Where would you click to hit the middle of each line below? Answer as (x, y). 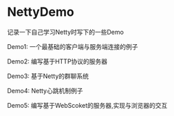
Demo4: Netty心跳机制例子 (45, 90)
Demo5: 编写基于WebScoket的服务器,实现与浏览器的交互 (87, 105)
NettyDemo (41, 12)
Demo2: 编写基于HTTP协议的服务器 (57, 61)
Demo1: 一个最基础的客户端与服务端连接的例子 (73, 46)
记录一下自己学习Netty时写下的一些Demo (65, 32)
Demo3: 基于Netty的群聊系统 (48, 76)
